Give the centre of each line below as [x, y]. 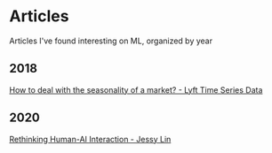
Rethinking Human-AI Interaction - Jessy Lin [90, 139]
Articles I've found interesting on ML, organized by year [111, 41]
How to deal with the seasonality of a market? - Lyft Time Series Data [136, 89]
